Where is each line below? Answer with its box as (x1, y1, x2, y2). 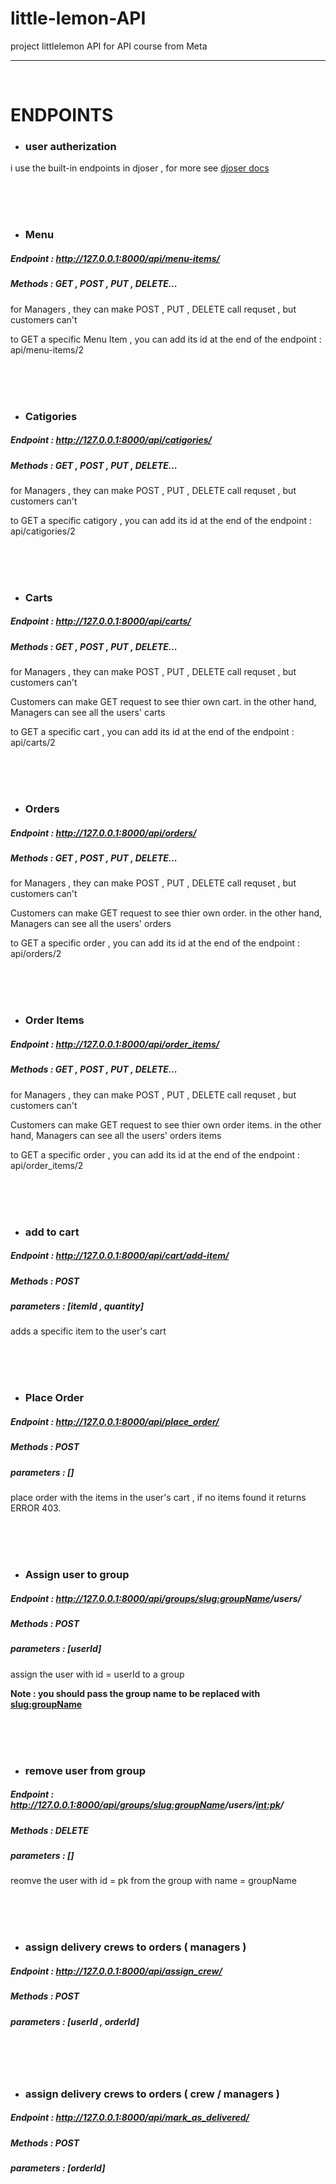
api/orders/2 (10, 948, 62, 960)
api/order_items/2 (10, 1159, 84, 1171)
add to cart (24, 1225, 80, 1239)
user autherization (24, 140, 117, 154)
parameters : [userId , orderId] (10, 2015, 140, 2027)
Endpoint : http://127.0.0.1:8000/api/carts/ (10, 615, 192, 627)
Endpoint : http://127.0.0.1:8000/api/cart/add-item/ (10, 1250, 230, 1262)
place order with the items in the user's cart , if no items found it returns (10, 1492, 307, 1504)
